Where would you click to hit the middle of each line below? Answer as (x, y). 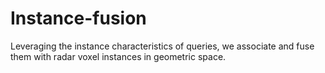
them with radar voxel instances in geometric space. (118, 56)
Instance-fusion (78, 18)
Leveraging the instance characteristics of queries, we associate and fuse (162, 46)
